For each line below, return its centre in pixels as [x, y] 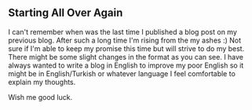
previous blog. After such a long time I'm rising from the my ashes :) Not [125, 40]
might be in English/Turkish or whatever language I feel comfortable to [122, 73]
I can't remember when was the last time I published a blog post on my [123, 31]
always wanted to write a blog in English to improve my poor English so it [126, 65]
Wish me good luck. [40, 97]
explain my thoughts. [42, 82]
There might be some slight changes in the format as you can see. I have [126, 57]
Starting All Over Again [66, 13]
